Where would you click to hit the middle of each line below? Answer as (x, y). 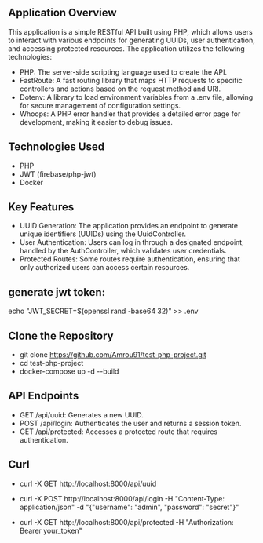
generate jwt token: (57, 292)
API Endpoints (44, 396)
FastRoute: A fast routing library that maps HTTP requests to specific (131, 80)
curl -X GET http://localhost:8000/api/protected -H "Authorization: (126, 522)
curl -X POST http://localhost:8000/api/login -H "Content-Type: (122, 498)
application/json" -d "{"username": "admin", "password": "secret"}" (129, 507)
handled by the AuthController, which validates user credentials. (123, 251)
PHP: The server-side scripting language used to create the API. (123, 72)
